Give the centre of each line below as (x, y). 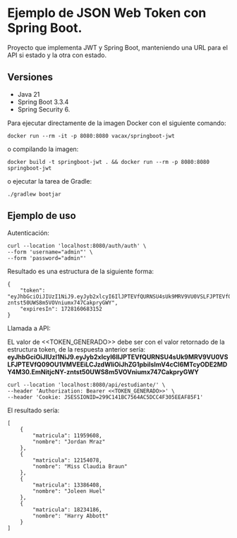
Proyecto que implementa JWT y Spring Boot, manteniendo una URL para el (117, 47)
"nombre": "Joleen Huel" (69, 491)
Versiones (30, 77)
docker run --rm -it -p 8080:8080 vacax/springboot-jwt (91, 136)
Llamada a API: (29, 328)
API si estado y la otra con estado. (57, 55)
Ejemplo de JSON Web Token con (107, 13)
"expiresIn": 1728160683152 (61, 309)
